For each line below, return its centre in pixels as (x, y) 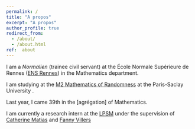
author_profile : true (33, 28)
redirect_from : (25, 34)
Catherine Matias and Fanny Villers (49, 120)
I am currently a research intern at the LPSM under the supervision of (90, 113)
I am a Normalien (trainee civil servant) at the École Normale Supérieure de (97, 67)
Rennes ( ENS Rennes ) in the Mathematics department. (72, 73)
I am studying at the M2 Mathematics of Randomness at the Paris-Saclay (95, 84)
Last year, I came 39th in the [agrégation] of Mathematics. (77, 102)
